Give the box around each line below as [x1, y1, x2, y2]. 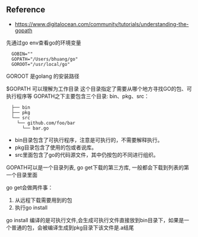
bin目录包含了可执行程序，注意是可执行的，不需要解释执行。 [14, 136, 163, 143]
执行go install [14, 204, 48, 211]
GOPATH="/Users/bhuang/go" [11, 56, 78, 62]
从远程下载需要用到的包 [14, 196, 72, 204]
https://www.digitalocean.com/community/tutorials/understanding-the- [14, 20, 189, 27]
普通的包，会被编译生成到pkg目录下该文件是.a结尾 [11, 224, 135, 231]
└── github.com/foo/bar [17, 120, 76, 126]
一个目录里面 [6, 171, 37, 178]
